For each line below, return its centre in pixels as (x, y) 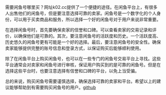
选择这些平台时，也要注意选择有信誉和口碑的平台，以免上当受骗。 (72, 71)
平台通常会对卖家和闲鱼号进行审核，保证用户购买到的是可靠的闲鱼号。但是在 (83, 65)
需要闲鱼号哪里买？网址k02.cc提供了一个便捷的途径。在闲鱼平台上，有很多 (82, 7)
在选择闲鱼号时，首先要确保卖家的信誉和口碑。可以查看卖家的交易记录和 (79, 30)
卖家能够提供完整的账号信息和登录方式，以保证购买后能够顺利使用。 (74, 48)
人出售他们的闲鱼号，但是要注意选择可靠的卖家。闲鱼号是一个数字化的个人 (81, 13)
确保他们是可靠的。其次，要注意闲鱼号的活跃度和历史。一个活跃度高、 (89, 36)
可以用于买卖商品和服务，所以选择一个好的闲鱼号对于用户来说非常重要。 (87, 19)
